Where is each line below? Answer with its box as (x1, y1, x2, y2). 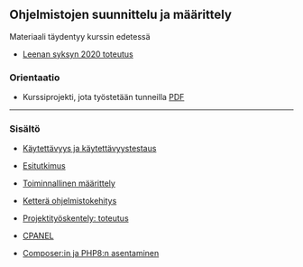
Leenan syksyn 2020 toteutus (22, 49, 133, 60)
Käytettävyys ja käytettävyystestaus (22, 143, 157, 154)
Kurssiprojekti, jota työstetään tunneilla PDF (22, 92, 185, 103)
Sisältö (9, 123, 41, 135)
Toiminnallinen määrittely (22, 178, 115, 189)
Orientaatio (9, 71, 60, 84)
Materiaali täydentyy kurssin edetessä (9, 31, 151, 41)
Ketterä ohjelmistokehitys (22, 196, 117, 207)
